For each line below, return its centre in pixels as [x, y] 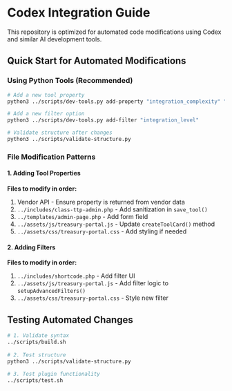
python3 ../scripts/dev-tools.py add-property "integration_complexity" [114, 102]
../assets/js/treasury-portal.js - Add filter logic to [93, 283]
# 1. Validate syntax [38, 336]
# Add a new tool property [46, 95]
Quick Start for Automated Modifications [97, 61]
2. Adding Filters [31, 247]
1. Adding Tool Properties [44, 173]
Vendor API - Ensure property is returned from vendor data [101, 202]
